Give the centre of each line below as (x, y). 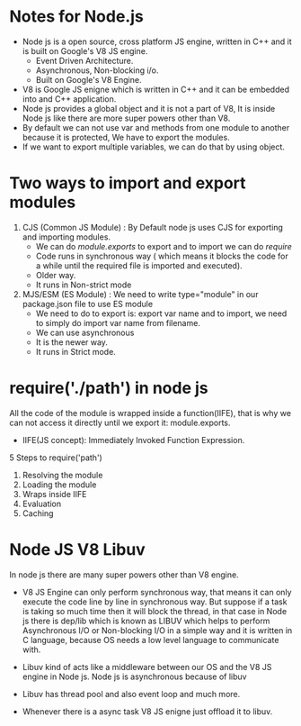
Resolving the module (62, 475)
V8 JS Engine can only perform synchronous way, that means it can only (157, 592)
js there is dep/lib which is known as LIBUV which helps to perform (146, 621)
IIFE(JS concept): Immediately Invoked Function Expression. (133, 440)
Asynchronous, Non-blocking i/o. (97, 70)
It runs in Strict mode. (76, 351)
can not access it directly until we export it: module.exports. (120, 422)
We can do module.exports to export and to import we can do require (164, 246)
